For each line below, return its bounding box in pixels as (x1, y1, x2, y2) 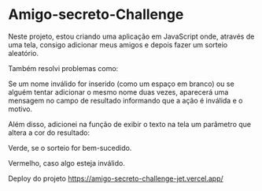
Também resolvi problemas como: (8, 63, 119, 73)
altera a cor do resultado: (8, 128, 90, 137)
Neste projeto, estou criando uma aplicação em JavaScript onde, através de (8, 32, 255, 41)
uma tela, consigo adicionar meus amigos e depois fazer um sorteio (8, 39, 228, 49)
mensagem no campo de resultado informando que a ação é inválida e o (8, 95, 243, 105)
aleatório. (8, 48, 39, 58)
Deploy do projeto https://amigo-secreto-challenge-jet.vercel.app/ (8, 174, 224, 183)
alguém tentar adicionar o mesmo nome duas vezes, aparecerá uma (8, 87, 229, 96)
